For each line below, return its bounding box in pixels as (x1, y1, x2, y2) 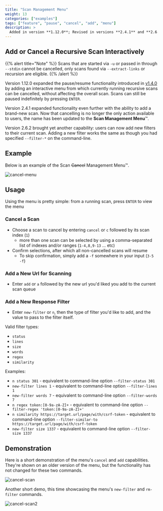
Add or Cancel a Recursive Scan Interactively (5, 48, 145, 56)
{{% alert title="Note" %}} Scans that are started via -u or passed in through (5, 60, 158, 66)
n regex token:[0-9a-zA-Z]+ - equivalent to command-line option (12, 402, 143, 408)
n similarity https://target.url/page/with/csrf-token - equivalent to (12, 411, 156, 417)
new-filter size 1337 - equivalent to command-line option (12, 426, 130, 432)
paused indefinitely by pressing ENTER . (5, 96, 81, 102)
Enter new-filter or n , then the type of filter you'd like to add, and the (12, 309, 151, 315)
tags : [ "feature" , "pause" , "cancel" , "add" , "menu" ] (5, 20, 116, 26)
